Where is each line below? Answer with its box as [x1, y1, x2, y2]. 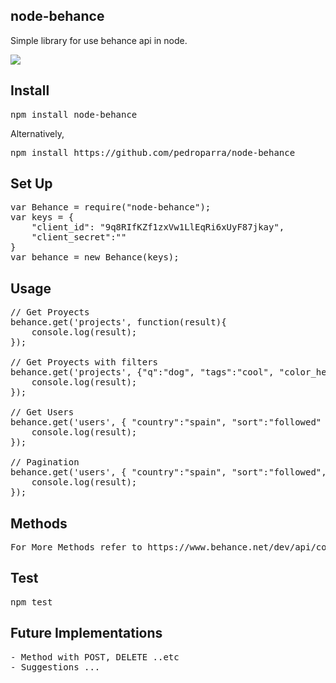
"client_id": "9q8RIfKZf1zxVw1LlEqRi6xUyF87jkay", [31, 222, 285, 233]
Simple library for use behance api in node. [10, 34, 188, 46]
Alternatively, [10, 127, 65, 139]
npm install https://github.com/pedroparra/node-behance [10, 147, 296, 158]
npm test [10, 596, 53, 608]
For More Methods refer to [10, 542, 143, 553]
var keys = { [10, 212, 75, 223]
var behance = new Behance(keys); [10, 252, 180, 263]
